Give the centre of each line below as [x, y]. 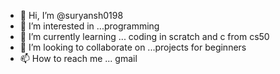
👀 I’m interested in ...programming [89, 26]
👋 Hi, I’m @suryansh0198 [71, 15]
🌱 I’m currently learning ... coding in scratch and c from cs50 [144, 36]
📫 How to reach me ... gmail [78, 58]
